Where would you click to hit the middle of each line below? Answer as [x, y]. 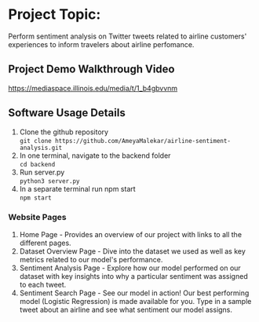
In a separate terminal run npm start [77, 188]
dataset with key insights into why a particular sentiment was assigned [134, 276]
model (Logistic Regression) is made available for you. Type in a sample [135, 301]
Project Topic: [55, 15]
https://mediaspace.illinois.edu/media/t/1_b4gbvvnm [93, 88]
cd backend [37, 164]
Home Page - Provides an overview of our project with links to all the [130, 234]
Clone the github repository [64, 132]
